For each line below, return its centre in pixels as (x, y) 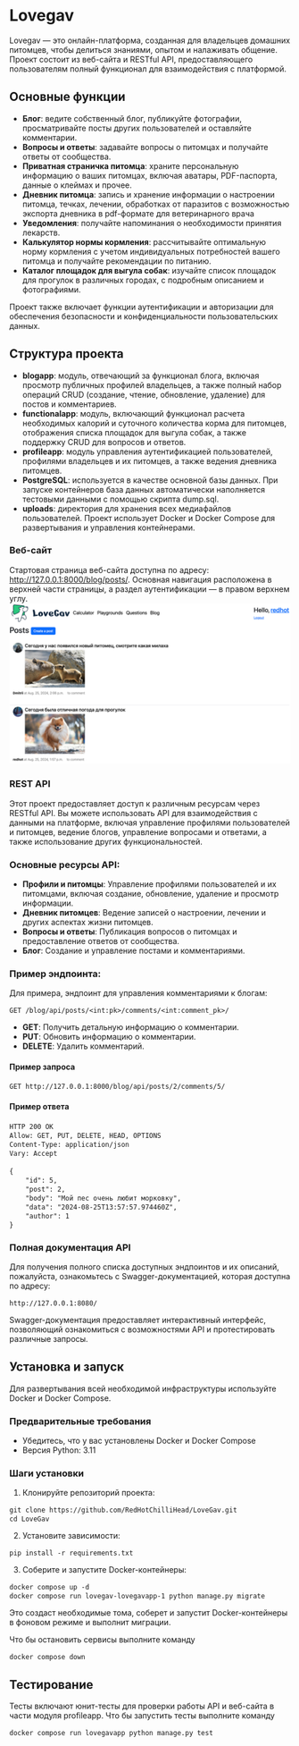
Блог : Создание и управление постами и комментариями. (133, 950)
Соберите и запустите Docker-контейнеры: (104, 1570)
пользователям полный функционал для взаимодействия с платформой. (148, 69)
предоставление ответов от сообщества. (101, 940)
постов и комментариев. (70, 404)
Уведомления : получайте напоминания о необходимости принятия (152, 223)
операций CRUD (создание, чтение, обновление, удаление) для (144, 394)
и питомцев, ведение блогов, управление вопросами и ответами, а (138, 831)
